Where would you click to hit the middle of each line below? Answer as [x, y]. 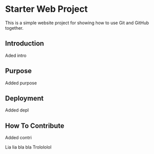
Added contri [19, 138]
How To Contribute [35, 126]
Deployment [24, 98]
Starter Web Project [46, 9]
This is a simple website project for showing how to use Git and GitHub [77, 23]
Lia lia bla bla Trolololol [28, 147]
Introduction [25, 44]
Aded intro [16, 55]
